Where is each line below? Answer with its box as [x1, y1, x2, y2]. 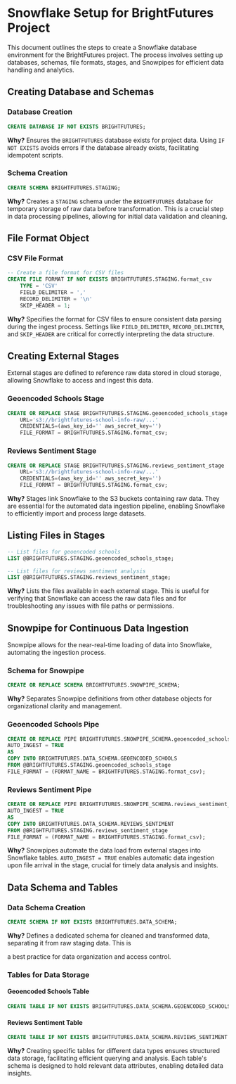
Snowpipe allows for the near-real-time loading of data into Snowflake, [7, 641, 212, 649]
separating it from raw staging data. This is [7, 938, 131, 947]
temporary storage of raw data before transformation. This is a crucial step [7, 204, 224, 212]
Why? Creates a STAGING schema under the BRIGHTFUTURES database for [7, 197, 214, 205]
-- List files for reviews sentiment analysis [7, 568, 146, 575]
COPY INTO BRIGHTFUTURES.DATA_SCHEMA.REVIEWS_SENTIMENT [7, 820, 174, 827]
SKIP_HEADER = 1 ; [20, 302, 71, 309]
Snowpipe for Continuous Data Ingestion [7, 622, 190, 634]
